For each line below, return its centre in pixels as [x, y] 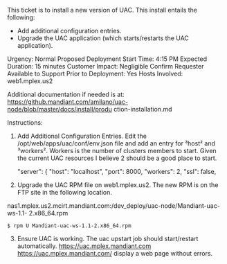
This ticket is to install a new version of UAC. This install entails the [102, 10]
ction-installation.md [143, 109]
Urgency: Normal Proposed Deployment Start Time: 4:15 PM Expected [107, 59]
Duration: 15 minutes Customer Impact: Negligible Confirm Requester [106, 66]
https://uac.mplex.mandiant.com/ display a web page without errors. [115, 253]
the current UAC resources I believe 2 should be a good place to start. [117, 158]
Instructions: [25, 123]
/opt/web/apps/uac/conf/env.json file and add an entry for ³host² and [116, 143]
